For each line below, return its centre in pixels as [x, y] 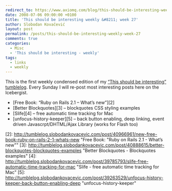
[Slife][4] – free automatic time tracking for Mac [63, 114]
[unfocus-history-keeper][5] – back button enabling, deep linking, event [89, 119]
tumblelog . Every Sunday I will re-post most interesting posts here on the [82, 87]
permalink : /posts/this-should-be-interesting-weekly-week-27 [73, 34]
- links [18, 62]
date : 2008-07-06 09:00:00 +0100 [41, 15]
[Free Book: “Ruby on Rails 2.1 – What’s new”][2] [63, 102]
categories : [18, 44]
